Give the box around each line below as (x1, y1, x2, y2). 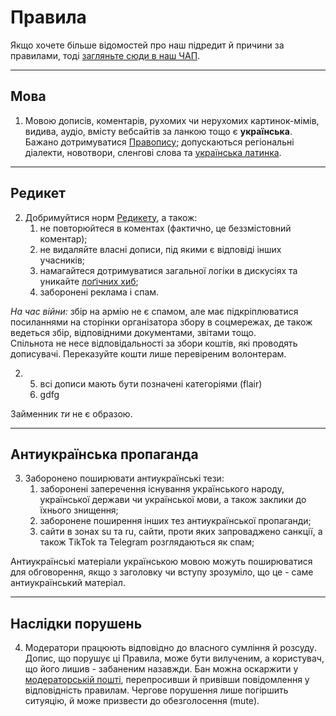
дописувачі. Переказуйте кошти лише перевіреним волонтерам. (10, 347, 287, 360)
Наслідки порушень (10, 615, 143, 632)
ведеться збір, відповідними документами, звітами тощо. (10, 326, 257, 338)
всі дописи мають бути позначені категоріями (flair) (39, 377, 263, 390)
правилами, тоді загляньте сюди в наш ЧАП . (10, 49, 201, 61)
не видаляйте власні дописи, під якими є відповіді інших (39, 243, 282, 255)
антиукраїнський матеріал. (10, 577, 126, 589)
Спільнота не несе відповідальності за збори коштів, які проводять (10, 337, 298, 349)
